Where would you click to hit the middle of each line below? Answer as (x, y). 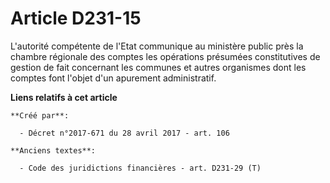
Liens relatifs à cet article (64, 97)
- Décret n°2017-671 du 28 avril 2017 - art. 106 (124, 133)
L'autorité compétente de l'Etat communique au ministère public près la (157, 46)
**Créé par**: (40, 115)
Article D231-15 (76, 18)
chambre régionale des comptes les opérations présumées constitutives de (165, 56)
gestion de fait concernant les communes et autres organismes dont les (158, 67)
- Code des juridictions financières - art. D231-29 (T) (140, 168)
